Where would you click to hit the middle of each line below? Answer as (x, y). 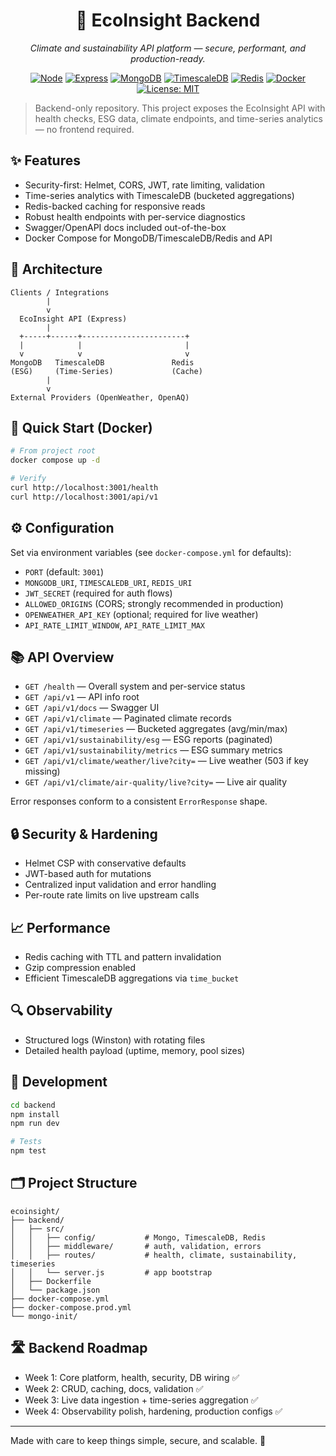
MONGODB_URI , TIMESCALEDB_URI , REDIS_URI (108, 582)
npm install (35, 1114)
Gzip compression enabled (80, 967)
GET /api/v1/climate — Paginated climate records (128, 718)
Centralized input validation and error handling (120, 885)
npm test (28, 1151)
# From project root (53, 451)
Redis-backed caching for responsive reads (115, 206)
